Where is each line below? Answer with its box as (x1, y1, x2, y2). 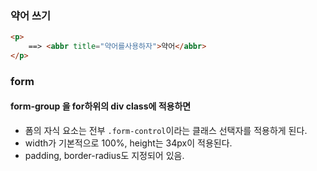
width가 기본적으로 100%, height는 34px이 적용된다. (24, 137, 233, 149)
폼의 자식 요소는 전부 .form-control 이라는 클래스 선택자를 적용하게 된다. (24, 125, 308, 137)
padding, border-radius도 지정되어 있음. (24, 150, 185, 162)
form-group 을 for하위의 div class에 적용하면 (10, 100, 192, 112)
